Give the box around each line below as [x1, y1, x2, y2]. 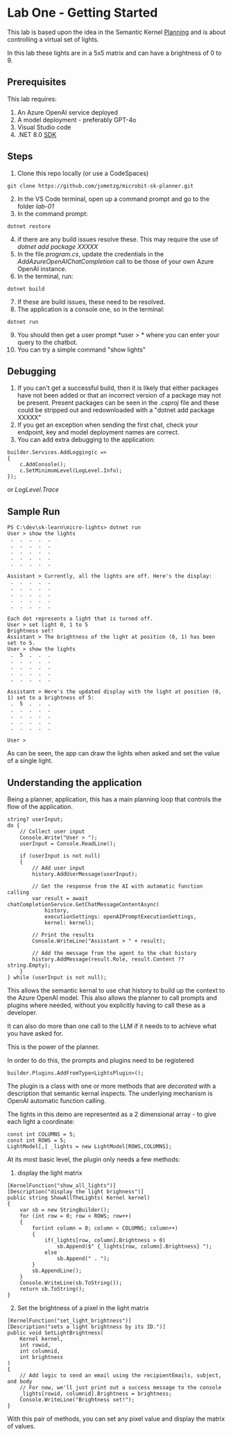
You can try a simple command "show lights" [17, 345, 146, 354]
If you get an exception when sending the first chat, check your [17, 421, 199, 429]
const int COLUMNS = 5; [7, 1131, 76, 1138]
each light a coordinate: [7, 1118, 75, 1125]
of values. [7, 1422, 36, 1430]
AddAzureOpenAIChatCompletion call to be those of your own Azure [17, 257, 214, 266]
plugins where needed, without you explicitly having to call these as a [7, 1001, 206, 1009]
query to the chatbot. [17, 338, 78, 346]
